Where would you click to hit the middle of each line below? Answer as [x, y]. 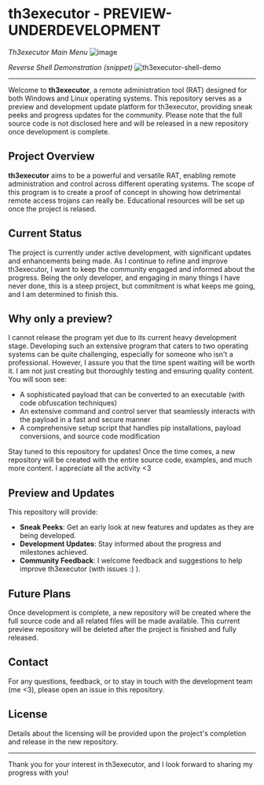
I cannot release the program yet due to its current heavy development [123, 338]
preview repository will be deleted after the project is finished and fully [123, 629]
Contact [28, 662]
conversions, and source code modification [90, 436]
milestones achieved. [54, 552]
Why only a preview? [60, 319]
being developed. [48, 536]
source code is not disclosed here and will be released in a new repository [128, 123]
